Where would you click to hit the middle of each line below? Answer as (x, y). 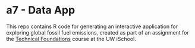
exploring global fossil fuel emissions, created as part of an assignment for (97, 32)
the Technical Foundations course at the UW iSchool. (71, 39)
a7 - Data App (41, 10)
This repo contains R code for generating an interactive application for (92, 26)
